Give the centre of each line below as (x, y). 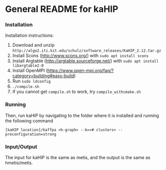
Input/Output (21, 147)
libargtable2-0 (28, 66)
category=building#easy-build (43, 76)
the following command (29, 121)
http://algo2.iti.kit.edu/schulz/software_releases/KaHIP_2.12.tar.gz (87, 51)
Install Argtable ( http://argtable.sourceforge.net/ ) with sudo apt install (85, 61)
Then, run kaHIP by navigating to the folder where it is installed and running (82, 115)
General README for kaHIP (62, 9)
